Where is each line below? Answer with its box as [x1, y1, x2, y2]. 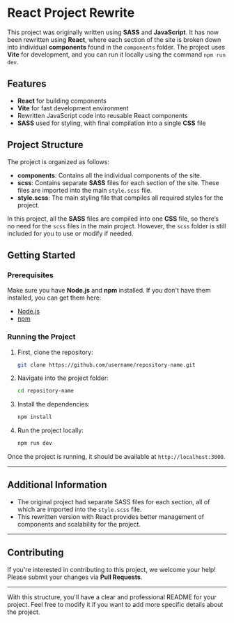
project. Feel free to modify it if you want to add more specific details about [7, 600, 224, 608]
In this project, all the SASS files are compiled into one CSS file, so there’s [7, 214, 219, 223]
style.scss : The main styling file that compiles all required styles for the [17, 193, 224, 202]
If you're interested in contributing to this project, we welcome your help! [7, 565, 216, 573]
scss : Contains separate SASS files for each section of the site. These [17, 178, 219, 186]
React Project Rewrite [7, 5, 135, 21]
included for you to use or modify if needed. [7, 229, 134, 237]
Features [7, 78, 47, 90]
